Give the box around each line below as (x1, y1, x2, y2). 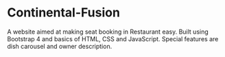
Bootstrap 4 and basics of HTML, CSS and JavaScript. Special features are (7, 34, 219, 43)
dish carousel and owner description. (7, 42, 113, 50)
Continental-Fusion (7, 5, 120, 21)
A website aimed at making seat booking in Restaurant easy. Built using (7, 27, 209, 36)
